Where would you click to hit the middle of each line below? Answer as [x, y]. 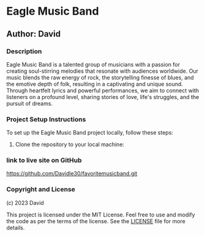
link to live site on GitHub [44, 160]
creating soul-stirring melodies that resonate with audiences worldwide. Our [102, 71]
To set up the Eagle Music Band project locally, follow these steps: [90, 133]
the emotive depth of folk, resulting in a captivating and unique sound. [95, 84]
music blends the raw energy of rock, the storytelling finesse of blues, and [100, 77]
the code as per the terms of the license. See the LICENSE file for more [96, 221]
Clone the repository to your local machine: [69, 144]
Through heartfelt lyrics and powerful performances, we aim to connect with [103, 90]
